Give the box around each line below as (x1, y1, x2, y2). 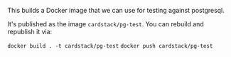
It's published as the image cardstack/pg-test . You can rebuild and (7, 20, 204, 28)
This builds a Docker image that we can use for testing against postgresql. (7, 6, 225, 14)
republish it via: (7, 28, 53, 36)
